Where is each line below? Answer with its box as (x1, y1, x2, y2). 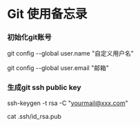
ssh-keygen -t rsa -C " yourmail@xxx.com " (7, 99, 129, 107)
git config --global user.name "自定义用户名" (7, 49, 134, 58)
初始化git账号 (7, 32, 52, 42)
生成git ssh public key (7, 83, 81, 93)
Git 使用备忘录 (7, 6, 88, 22)
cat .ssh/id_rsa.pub (7, 112, 62, 120)
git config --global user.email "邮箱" (7, 64, 109, 72)
